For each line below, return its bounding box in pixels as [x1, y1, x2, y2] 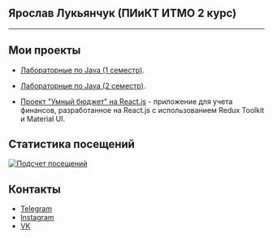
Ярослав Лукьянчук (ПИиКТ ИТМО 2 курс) [8, 6, 237, 20]
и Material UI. [19, 114, 66, 123]
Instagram [19, 213, 54, 223]
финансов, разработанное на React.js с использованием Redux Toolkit [19, 105, 265, 115]
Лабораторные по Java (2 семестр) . [19, 80, 146, 90]
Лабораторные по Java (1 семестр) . [19, 65, 145, 75]
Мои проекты [8, 44, 81, 58]
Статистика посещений [8, 137, 136, 151]
